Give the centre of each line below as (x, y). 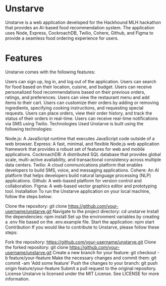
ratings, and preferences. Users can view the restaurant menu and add (77, 97)
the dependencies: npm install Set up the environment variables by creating (82, 217)
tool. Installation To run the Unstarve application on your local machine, (78, 191)
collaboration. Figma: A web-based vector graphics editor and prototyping (81, 186)
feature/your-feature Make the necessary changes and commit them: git (83, 258)
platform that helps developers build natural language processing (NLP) (78, 175)
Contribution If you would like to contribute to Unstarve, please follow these (82, 227)
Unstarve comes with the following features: (50, 72)
